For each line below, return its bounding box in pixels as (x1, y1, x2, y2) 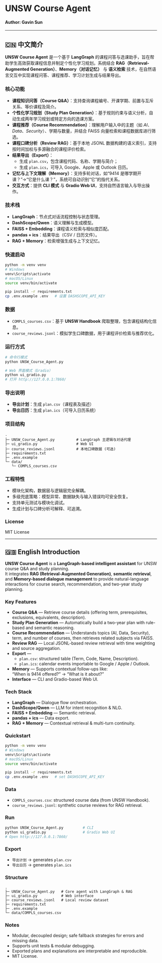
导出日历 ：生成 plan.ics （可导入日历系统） (12, 408, 99, 413)
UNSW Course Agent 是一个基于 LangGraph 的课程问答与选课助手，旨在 (5, 54, 150, 60)
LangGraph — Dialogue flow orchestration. (12, 699, 98, 705)
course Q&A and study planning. (5, 566, 69, 572)
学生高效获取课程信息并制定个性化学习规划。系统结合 (9, 60, 115, 66)
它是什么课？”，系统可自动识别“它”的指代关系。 (28, 176, 123, 182)
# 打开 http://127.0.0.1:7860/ (5, 377, 67, 382)
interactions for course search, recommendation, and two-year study (5, 581, 142, 587)
